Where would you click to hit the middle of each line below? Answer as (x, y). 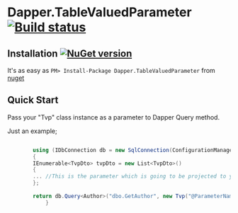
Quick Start (33, 100)
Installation (33, 53)
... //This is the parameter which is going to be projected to (130, 177)
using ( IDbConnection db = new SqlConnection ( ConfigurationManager (134, 150)
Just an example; (33, 131)
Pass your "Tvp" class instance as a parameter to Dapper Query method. (114, 117)
